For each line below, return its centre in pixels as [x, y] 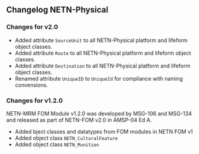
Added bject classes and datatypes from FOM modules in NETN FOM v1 [104, 131]
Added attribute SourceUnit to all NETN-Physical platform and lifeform [101, 40]
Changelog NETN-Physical [57, 10]
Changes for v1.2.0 [34, 100]
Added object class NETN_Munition [57, 144]
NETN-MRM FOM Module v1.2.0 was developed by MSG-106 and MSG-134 [99, 113]
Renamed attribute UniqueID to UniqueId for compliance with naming [99, 78]
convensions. [31, 85]
